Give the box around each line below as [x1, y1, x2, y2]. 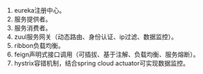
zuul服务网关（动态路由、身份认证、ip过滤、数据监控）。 [13, 32, 178, 41]
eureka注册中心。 [13, 6, 66, 14]
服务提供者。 [13, 15, 52, 23]
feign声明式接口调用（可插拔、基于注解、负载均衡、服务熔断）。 [13, 50, 199, 58]
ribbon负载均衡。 [13, 42, 65, 49]
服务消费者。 [13, 24, 52, 32]
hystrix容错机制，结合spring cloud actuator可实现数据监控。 [13, 59, 190, 67]
